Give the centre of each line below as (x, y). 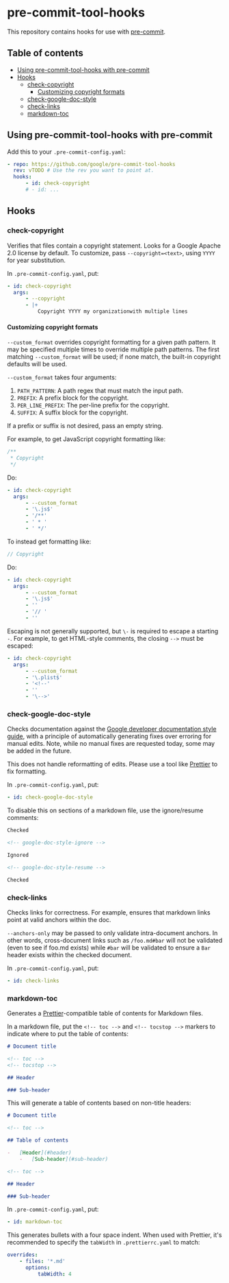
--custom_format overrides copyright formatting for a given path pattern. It (111, 342)
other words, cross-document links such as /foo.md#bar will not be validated (115, 940)
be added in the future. (39, 751)
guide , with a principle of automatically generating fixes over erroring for (109, 736)
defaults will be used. (37, 364)
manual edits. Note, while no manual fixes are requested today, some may (111, 744)
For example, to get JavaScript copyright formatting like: (86, 439)
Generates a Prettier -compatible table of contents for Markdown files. (105, 1013)
